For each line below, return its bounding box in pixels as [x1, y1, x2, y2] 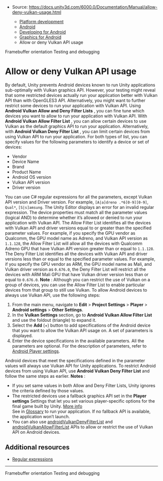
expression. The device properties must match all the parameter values [5, 209, 147, 215]
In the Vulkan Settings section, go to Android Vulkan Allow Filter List [12, 312, 152, 318]
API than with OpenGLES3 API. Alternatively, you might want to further [5, 97, 146, 103]
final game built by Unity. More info [12, 403, 82, 409]
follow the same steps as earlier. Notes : [5, 373, 86, 379]
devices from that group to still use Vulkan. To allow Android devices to [5, 287, 147, 293]
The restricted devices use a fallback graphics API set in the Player [12, 393, 147, 399]
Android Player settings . [12, 348, 60, 354]
